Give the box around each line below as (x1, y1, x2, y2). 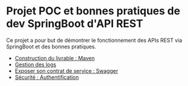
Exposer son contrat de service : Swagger (14, 67, 118, 74)
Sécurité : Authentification (14, 73, 79, 81)
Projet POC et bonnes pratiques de (6, 4, 180, 18)
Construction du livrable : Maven (14, 54, 95, 62)
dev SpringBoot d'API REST (6, 17, 143, 30)
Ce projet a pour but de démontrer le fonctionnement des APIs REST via (6, 36, 183, 44)
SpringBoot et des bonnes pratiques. (6, 43, 96, 50)
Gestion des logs (14, 61, 57, 68)
